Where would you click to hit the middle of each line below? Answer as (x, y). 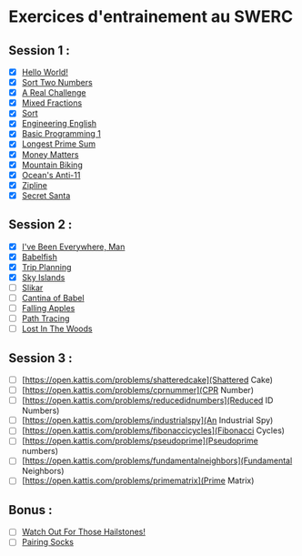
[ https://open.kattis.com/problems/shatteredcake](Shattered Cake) (147, 380)
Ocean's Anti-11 (51, 175)
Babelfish (40, 257)
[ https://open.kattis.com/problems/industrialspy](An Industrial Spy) (147, 420)
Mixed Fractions (52, 103)
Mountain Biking (52, 165)
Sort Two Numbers (57, 83)
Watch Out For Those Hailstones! (84, 532)
